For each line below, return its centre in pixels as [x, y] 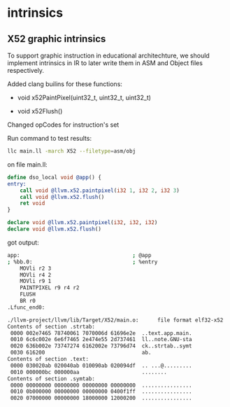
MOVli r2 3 [36, 268]
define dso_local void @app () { [54, 177]
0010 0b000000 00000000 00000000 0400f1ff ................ [101, 392]
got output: [23, 242]
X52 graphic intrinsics [57, 39]
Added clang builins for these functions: [65, 84]
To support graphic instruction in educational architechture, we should [108, 55]
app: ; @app [79, 255]
